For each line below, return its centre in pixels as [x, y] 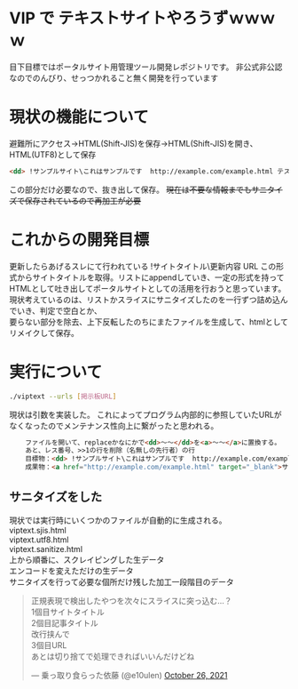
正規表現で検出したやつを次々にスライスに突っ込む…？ [131, 600]
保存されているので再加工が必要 [83, 200]
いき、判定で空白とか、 [59, 310]
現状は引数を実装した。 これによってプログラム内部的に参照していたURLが [145, 414]
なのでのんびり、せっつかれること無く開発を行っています [114, 77]
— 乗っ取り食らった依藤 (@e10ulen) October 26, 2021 [129, 675]
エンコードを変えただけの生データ [71, 571]
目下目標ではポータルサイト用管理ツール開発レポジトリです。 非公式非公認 [146, 67]
